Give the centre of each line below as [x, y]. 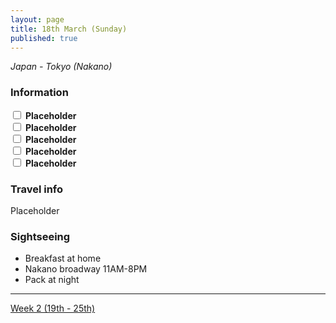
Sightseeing [40, 236]
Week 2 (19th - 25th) [53, 308]
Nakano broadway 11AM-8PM [86, 269]
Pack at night [52, 280]
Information [39, 93]
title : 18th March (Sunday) [69, 29]
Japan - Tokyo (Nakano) [61, 67]
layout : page [37, 19]
